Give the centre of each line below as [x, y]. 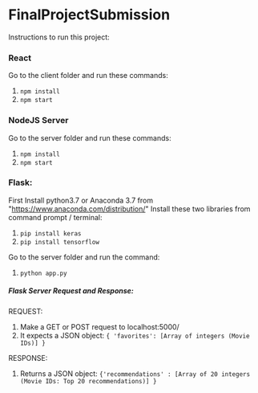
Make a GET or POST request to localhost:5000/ [100, 326]
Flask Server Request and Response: [71, 291]
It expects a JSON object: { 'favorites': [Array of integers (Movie [135, 335]
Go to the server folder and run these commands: [90, 137]
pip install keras [50, 233]
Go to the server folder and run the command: [84, 257]
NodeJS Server [39, 121]
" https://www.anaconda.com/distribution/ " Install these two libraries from [129, 209]
